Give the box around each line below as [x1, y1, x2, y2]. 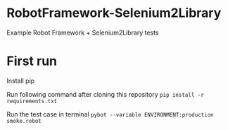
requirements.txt [6, 97, 58, 105]
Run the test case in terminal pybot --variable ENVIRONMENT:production [6, 110, 214, 118]
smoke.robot [6, 117, 42, 124]
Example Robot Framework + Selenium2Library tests [6, 28, 159, 37]
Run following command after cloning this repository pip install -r [6, 90, 205, 98]
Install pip [6, 76, 35, 85]
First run [6, 53, 58, 69]
